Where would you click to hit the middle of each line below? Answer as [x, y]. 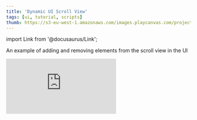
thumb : [14, 22]
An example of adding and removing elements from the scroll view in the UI [97, 51]
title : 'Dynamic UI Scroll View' [47, 11]
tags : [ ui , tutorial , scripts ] [44, 17]
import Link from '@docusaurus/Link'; [52, 39]
